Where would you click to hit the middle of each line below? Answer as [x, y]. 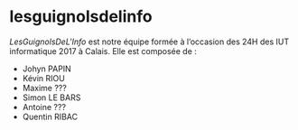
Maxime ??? [45, 88]
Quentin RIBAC [50, 116]
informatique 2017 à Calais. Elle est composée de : [103, 51]
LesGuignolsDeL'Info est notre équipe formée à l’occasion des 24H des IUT [149, 42]
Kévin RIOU [43, 78]
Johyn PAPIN [47, 69]
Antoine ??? [44, 107]
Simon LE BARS [51, 97]
